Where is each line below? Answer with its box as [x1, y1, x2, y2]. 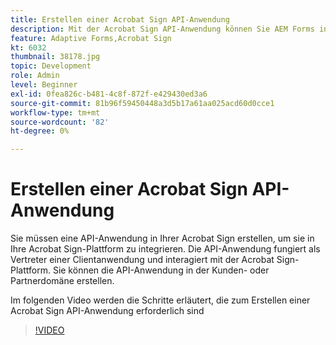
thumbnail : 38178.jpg [10, 52, 101, 62]
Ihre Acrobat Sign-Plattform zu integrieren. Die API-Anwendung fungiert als [10, 243, 321, 255]
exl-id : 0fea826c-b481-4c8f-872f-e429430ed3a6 [10, 89, 208, 99]
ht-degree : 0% [10, 126, 70, 136]
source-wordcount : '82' [10, 117, 110, 127]
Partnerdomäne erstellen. [10, 275, 115, 287]
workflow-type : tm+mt [10, 107, 101, 118]
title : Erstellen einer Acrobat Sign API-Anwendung [10, 14, 230, 25]
